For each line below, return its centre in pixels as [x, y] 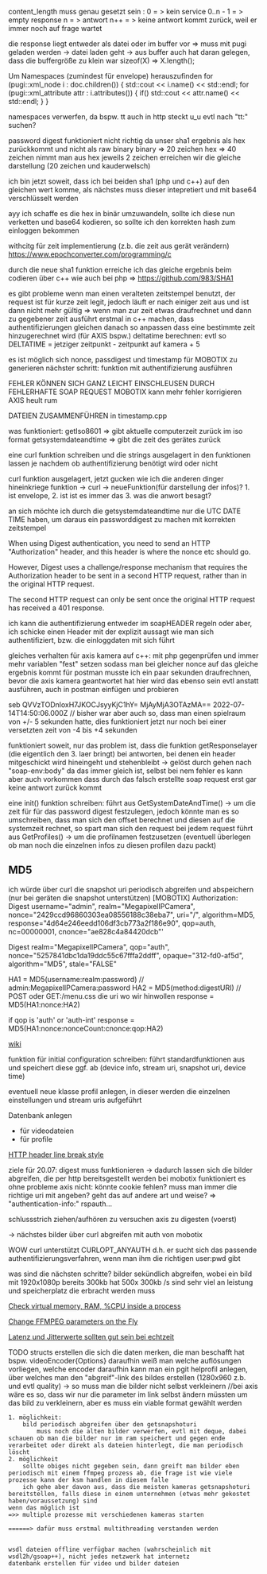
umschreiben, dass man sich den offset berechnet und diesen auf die [122, 820]
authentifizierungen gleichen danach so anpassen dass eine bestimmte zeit [132, 327]
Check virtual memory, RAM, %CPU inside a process [95, 1305]
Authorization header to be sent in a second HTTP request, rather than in [128, 576]
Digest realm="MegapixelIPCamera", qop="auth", [89, 947]
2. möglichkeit [33, 1459]
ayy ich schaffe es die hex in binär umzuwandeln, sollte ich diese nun [122, 213]
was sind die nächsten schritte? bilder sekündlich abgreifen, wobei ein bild [130, 1274]
